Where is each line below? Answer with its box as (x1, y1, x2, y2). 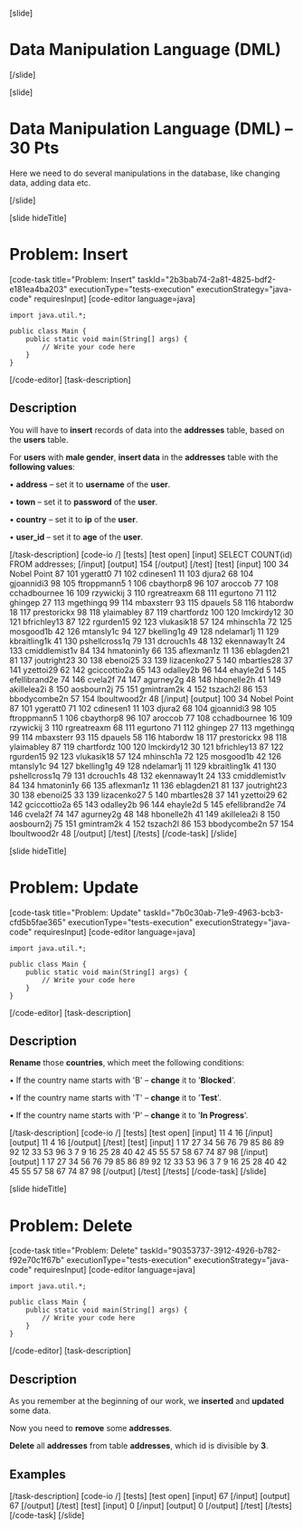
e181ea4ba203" (9, 283, 68, 294)
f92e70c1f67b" (9, 1255, 65, 1266)
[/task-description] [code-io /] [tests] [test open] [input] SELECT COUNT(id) (9, 549, 293, 559)
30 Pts (9, 138, 60, 158)
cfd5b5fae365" (9, 916, 66, 927)
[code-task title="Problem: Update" (9, 907, 142, 918)
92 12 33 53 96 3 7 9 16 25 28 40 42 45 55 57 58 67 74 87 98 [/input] (9, 1147, 269, 1158)
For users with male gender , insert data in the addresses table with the (9, 452, 279, 463)
